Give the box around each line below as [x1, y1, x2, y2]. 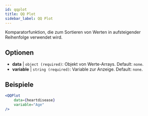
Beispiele [5, 80, 34, 88]
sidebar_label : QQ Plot [5, 16, 53, 21]
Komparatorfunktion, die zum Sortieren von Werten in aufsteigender [5, 29, 141, 35]
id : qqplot [5, 7, 27, 12]
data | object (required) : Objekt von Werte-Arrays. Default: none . [12, 61, 144, 67]
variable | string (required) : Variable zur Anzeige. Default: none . [12, 66, 143, 72]
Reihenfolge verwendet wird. [5, 34, 63, 40]
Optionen [5, 48, 34, 57]
